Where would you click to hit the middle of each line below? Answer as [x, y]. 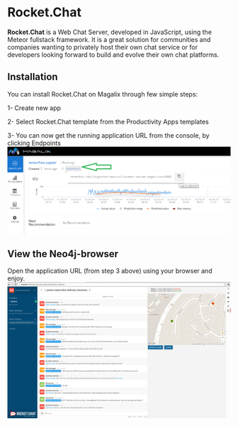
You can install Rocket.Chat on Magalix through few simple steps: [103, 94]
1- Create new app [34, 108]
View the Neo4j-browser [63, 254]
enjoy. [16, 278]
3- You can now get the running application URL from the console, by [109, 135]
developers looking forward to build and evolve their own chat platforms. [113, 55]
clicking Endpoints [34, 143]
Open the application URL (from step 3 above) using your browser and [110, 271]
